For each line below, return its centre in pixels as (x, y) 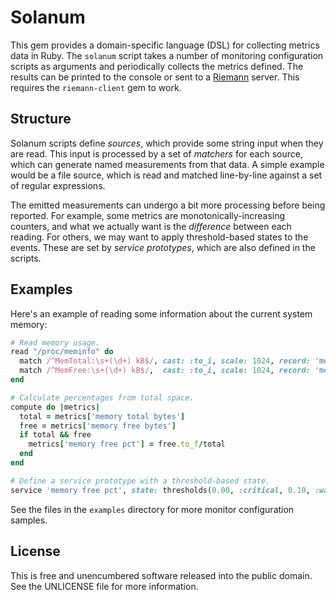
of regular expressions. (58, 185)
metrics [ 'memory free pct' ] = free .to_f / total (127, 444)
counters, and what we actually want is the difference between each (151, 226)
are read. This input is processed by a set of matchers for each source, (156, 153)
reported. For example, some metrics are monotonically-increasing (148, 215)
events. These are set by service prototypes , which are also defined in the (163, 247)
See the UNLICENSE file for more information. (104, 586)
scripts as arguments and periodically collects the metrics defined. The (157, 66)
